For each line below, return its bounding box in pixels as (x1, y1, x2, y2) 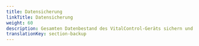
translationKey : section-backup (6, 31, 86, 37)
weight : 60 (6, 20, 33, 26)
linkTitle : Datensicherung (6, 14, 73, 20)
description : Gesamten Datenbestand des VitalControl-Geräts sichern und (6, 25, 194, 32)
